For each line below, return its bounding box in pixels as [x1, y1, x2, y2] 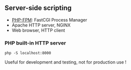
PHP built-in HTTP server [4, 39, 66, 46]
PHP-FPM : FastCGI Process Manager [11, 17, 87, 23]
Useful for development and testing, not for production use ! [4, 59, 127, 65]
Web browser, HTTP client [11, 27, 65, 33]
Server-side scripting [4, 4, 72, 12]
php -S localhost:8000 [4, 51, 51, 56]
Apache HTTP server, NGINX [11, 22, 71, 28]
